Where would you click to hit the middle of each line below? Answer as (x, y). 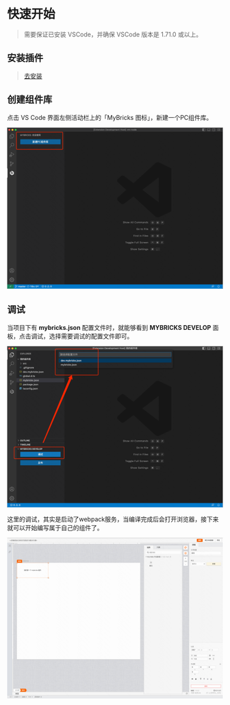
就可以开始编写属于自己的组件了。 (55, 528)
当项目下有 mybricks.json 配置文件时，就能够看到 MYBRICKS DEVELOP (109, 327)
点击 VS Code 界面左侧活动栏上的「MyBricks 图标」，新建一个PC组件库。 (110, 117)
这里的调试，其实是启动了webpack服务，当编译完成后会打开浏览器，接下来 (113, 519)
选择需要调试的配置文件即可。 (91, 336)
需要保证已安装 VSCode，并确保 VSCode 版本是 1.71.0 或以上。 (113, 34)
